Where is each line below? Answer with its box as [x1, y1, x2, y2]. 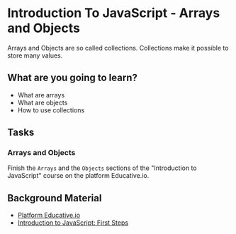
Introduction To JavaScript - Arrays [7, 5, 220, 21]
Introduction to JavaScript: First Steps [17, 218, 129, 227]
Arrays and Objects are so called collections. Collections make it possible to [7, 43, 229, 52]
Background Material [7, 192, 102, 204]
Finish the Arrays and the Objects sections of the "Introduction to [7, 164, 197, 172]
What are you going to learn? [7, 72, 138, 84]
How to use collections [17, 105, 85, 115]
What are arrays [17, 90, 65, 99]
